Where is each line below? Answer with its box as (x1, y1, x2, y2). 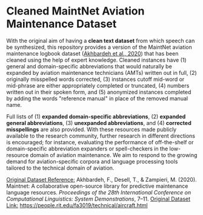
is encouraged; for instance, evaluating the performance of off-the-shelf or (6, 138, 194, 146)
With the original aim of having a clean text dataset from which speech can (6, 37, 195, 44)
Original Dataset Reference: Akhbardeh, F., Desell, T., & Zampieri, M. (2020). (6, 176, 197, 183)
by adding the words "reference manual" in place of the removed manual (6, 95, 188, 102)
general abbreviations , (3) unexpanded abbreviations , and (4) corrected (6, 119, 192, 126)
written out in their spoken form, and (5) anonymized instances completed (6, 88, 191, 95)
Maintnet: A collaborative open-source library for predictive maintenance (6, 182, 188, 190)
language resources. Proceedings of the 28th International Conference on (6, 188, 191, 196)
